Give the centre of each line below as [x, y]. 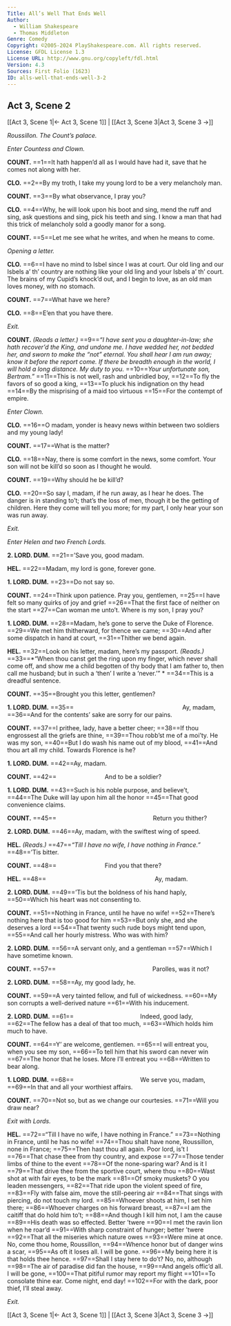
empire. [18, 399]
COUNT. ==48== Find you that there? [84, 865]
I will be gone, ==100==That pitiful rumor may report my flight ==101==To [111, 1274]
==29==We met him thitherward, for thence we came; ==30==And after [109, 631]
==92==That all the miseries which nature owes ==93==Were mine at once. [115, 1237]
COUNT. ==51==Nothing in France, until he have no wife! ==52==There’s [111, 913]
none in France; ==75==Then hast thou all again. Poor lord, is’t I [98, 1149]
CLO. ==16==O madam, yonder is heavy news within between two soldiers [113, 425]
